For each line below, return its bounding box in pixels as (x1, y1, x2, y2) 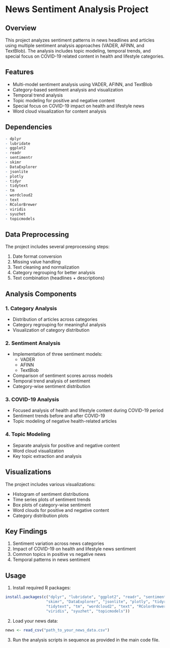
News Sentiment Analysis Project (5, 4, 149, 15)
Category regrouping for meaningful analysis (12, 321, 106, 327)
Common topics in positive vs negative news (12, 551, 106, 557)
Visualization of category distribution (12, 327, 90, 333)
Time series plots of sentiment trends (12, 496, 91, 502)
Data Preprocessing (5, 230, 69, 239)
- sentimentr (5, 155, 33, 160)
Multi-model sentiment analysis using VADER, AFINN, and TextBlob (12, 81, 153, 87)
